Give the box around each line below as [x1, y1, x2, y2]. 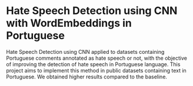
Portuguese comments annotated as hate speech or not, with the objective [6, 54, 187, 61]
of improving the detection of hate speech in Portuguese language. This [6, 60, 181, 68]
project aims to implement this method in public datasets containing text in [6, 67, 187, 74]
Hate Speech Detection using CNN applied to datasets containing [6, 48, 165, 55]
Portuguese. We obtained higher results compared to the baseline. [6, 73, 168, 80]
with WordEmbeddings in [6, 16, 132, 30]
